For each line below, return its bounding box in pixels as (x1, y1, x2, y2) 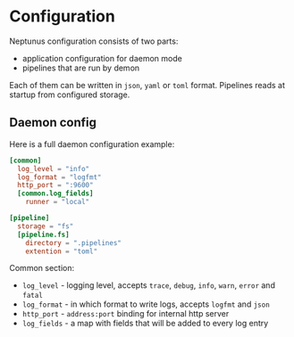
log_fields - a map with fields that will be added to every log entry (21, 318, 269, 329)
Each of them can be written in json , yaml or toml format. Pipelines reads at (9, 79, 286, 90)
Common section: (9, 263, 74, 274)
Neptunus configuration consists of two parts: (9, 36, 179, 46)
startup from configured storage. (9, 89, 130, 100)
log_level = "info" (17, 164, 90, 173)
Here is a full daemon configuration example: (9, 138, 175, 149)
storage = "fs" (17, 221, 74, 231)
